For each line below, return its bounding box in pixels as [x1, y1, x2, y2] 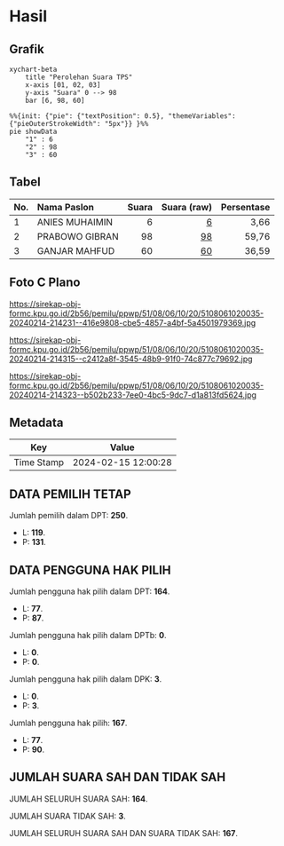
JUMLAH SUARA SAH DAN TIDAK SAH [9, 770, 226, 785]
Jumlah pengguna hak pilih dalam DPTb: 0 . [9, 630, 167, 641]
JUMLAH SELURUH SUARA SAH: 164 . [9, 793, 148, 804]
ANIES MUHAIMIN [36, 216, 114, 228]
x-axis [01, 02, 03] [25, 81, 101, 90]
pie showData [9, 127, 58, 136]
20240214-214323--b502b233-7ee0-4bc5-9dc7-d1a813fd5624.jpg [9, 389, 257, 400]
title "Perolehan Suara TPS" [25, 73, 133, 82]
